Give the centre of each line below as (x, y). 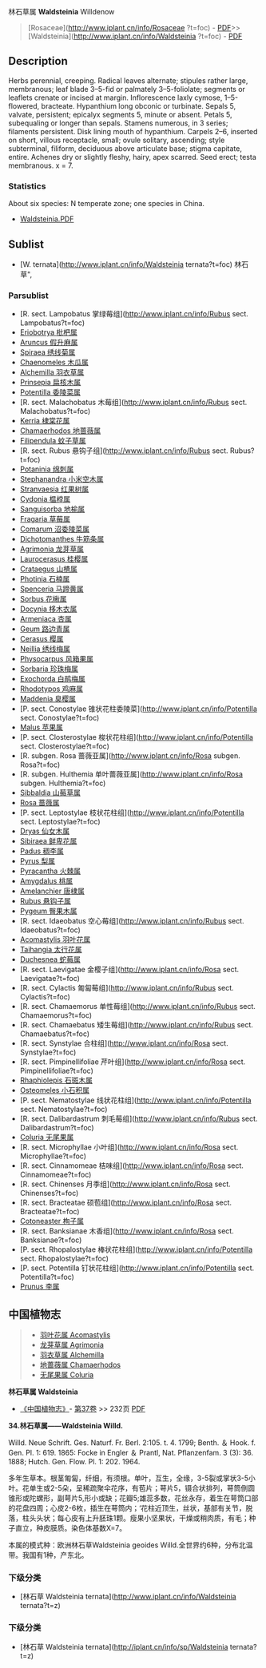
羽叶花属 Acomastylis (75, 1335)
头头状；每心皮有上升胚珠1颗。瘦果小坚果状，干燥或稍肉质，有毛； (139, 1518)
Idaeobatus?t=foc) (50, 930)
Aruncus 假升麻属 (49, 343)
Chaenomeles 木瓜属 (54, 363)
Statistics (27, 186)
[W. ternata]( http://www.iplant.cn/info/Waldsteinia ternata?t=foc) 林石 (134, 264)
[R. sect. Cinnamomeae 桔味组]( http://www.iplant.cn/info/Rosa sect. (131, 1166)
